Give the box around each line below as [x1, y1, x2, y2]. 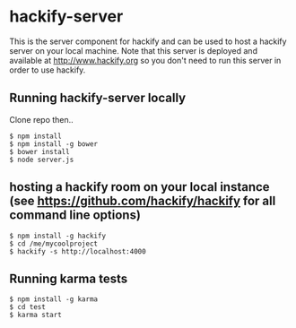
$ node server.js [9, 155, 74, 164]
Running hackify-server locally [9, 91, 187, 106]
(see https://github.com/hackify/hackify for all [9, 194, 276, 209]
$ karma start [9, 311, 63, 320]
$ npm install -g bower [9, 139, 99, 149]
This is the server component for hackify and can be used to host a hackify [9, 36, 287, 47]
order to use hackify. [9, 65, 86, 75]
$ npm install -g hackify [9, 231, 106, 240]
